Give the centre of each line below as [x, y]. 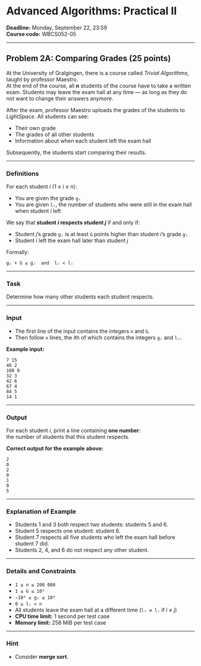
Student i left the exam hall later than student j [71, 240]
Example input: [25, 349]
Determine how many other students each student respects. [80, 297]
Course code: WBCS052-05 [41, 34]
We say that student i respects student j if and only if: [73, 222]
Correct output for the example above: [55, 448]
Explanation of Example [41, 511]
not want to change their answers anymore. [60, 98]
